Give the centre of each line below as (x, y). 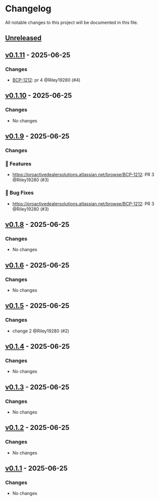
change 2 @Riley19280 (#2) (41, 331)
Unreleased (24, 38)
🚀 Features (18, 164)
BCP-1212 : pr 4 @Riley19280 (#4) (46, 80)
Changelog (28, 9)
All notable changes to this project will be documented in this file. (72, 22)
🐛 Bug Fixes (19, 193)
